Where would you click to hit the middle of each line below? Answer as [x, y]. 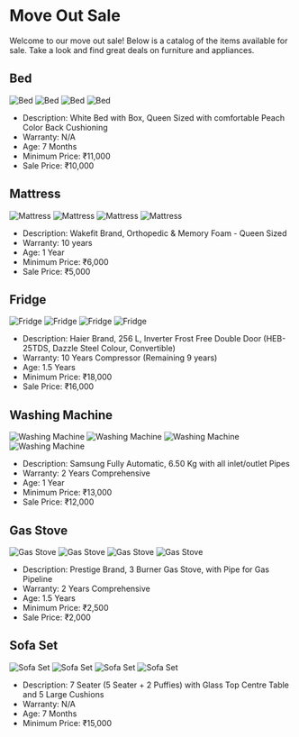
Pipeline [37, 579]
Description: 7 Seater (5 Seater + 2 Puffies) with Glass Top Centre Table [156, 685]
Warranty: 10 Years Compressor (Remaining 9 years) [120, 358]
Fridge [28, 300]
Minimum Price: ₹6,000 [66, 261]
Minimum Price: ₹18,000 [67, 377]
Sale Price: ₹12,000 [58, 502]
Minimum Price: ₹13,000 [67, 493]
